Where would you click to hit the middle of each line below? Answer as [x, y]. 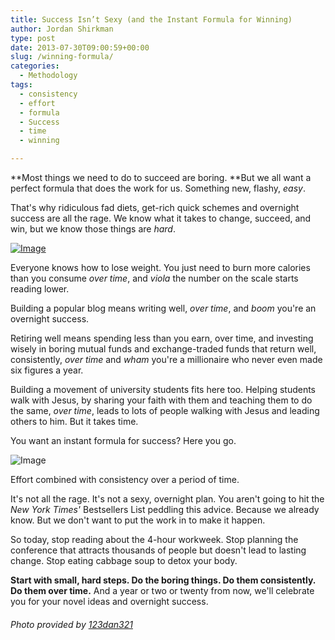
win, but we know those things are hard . [93, 229]
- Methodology [48, 76]
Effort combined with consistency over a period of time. [125, 479]
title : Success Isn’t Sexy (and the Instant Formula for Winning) [151, 19]
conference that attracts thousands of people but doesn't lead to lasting [158, 550]
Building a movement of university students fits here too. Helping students [163, 389]
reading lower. [40, 289]
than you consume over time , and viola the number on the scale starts [154, 278]
